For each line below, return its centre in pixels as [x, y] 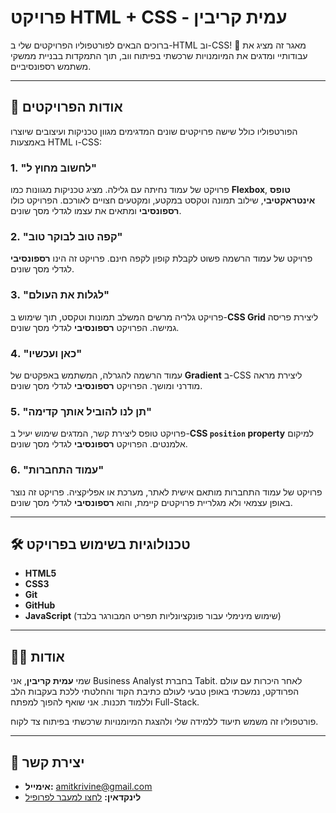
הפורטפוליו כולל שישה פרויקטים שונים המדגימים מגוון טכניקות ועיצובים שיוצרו [154, 131]
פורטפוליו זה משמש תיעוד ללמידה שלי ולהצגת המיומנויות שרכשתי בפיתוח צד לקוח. [164, 722]
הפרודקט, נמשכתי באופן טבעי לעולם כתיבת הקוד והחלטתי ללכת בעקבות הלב [155, 692]
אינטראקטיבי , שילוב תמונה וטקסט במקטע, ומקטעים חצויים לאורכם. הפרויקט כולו [163, 200]
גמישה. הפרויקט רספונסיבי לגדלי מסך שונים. [95, 327]
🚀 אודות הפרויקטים [66, 107]
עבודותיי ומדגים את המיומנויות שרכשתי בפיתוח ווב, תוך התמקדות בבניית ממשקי [159, 55]
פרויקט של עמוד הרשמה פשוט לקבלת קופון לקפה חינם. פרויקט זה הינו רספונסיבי [161, 258]
